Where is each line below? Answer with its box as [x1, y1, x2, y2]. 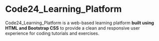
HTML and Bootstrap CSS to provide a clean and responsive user [5, 25, 140, 31]
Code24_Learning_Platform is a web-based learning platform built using [5, 20, 155, 26]
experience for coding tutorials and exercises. [5, 30, 100, 36]
